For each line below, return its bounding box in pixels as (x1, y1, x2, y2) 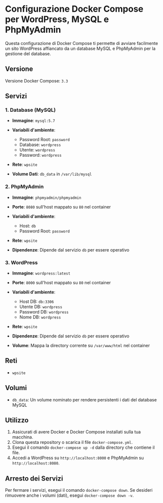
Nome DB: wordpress (19, 314, 61, 320)
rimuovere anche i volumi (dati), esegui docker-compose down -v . (5, 492, 134, 499)
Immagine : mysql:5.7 (12, 118, 55, 124)
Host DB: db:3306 (19, 299, 54, 305)
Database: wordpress (19, 142, 61, 147)
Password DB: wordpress (19, 309, 69, 315)
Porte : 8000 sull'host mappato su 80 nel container (12, 280, 111, 286)
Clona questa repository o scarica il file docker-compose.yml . (12, 440, 133, 445)
